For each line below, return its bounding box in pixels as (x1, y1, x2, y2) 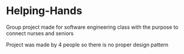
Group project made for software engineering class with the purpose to (6, 23, 179, 31)
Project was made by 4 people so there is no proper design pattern (6, 41, 169, 48)
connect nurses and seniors (6, 29, 74, 36)
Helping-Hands (6, 4, 82, 18)
